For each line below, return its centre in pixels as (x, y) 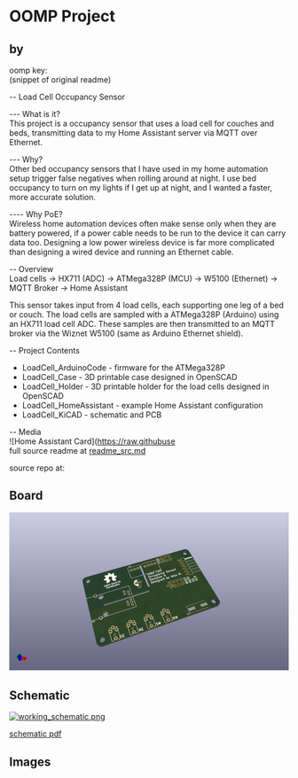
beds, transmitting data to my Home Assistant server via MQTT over (133, 133)
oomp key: (28, 70)
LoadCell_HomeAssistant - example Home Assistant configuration (142, 405)
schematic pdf (35, 734)
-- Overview (31, 269)
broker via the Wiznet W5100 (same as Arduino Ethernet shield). (126, 333)
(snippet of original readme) (60, 80)
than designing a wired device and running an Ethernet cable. (122, 252)
